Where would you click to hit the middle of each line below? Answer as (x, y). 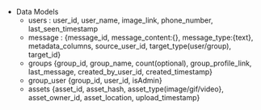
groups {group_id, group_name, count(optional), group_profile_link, (140, 63)
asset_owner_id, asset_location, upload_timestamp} (114, 97)
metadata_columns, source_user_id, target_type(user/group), (130, 46)
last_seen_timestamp (63, 29)
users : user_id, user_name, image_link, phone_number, (120, 20)
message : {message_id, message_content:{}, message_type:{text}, (141, 37)
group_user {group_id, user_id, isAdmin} (95, 80)
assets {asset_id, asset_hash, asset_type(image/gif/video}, (126, 89)
